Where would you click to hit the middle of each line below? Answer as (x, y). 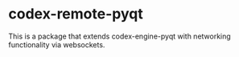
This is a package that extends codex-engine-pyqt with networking (119, 36)
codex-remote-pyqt (76, 14)
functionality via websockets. (57, 44)
